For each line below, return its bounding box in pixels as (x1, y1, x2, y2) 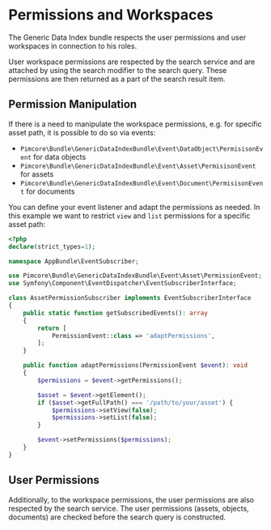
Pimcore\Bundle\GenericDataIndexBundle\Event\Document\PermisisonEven (19, 179, 264, 187)
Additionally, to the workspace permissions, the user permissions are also (8, 494, 255, 504)
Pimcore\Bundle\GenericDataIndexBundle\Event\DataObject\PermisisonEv (19, 144, 264, 153)
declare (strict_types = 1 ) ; (8, 242, 95, 250)
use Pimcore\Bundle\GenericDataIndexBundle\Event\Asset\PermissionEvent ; (8, 271, 263, 280)
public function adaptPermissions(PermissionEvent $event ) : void (23, 361, 248, 370)
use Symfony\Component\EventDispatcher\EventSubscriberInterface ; (8, 280, 237, 288)
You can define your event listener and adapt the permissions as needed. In (8, 202, 260, 212)
